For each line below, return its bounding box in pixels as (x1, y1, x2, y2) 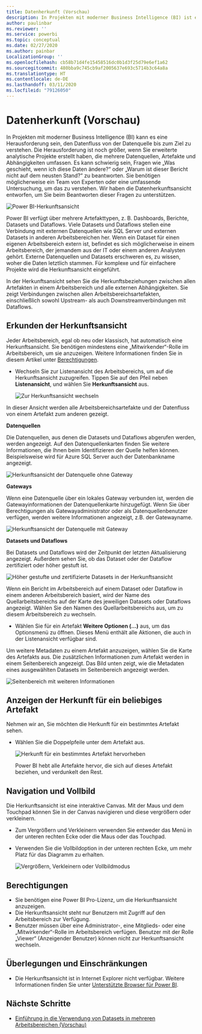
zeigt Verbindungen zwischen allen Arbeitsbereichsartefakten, (6, 290, 161, 298)
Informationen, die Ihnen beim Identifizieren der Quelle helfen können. (6, 446, 180, 453)
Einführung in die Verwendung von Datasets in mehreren (14, 1015, 156, 1022)
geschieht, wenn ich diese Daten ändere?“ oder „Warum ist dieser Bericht (6, 165, 188, 173)
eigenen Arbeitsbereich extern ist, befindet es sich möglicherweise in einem (6, 240, 195, 247)
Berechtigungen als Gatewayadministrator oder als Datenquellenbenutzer (6, 507, 188, 514)
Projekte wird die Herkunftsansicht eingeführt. (6, 266, 121, 273)
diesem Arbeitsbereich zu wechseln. (6, 610, 97, 618)
